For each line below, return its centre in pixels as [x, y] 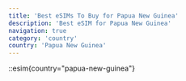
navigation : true [38, 30]
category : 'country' [43, 38]
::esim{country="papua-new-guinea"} [72, 68]
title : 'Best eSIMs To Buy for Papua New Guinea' [94, 16]
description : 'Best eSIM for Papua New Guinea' [90, 23]
